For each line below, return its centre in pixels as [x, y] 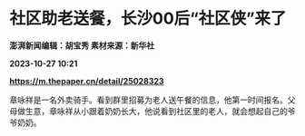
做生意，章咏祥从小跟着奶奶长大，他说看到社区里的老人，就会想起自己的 [152, 111]
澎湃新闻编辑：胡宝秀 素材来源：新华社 [82, 45]
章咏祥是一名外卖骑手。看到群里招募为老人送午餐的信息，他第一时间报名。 [148, 100]
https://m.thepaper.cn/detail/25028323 [87, 81]
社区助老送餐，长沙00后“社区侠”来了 [148, 19]
